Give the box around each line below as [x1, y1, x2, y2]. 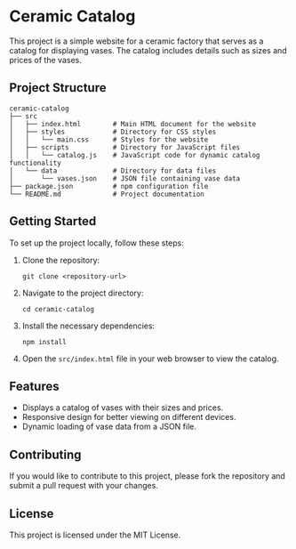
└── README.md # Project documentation [9, 190, 204, 198]
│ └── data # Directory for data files [9, 166, 217, 175]
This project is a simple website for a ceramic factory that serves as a [9, 36, 264, 46]
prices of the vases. [9, 54, 82, 65]
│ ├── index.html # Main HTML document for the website [9, 119, 256, 128]
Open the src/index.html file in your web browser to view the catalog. [21, 353, 279, 364]
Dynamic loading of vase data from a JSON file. [21, 421, 197, 432]
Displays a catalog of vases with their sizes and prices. [21, 402, 224, 413]
